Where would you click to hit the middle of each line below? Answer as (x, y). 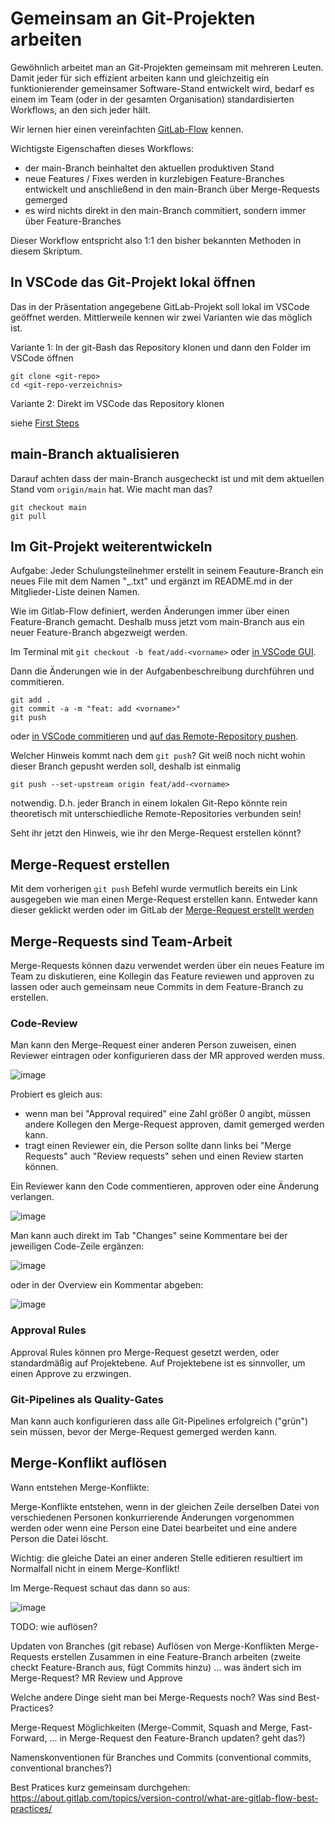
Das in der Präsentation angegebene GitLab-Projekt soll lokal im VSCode (160, 306)
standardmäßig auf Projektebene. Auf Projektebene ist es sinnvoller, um (158, 1363)
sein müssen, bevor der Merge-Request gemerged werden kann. (144, 1431)
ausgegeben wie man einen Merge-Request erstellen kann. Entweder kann (164, 899)
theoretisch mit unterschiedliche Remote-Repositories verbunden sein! (156, 814)
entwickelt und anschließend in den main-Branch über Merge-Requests (172, 189)
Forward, (29, 1738)
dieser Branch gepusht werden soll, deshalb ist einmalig (126, 766)
